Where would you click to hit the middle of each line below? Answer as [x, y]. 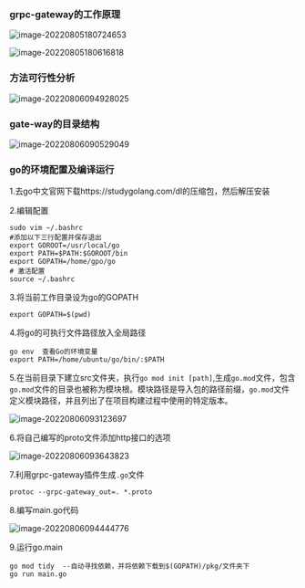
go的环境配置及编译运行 [62, 169]
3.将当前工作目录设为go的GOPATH [74, 298]
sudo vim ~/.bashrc [46, 228]
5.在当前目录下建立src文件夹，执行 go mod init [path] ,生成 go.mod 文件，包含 [152, 378]
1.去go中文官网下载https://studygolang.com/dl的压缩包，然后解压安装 [140, 191]
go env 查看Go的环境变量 [54, 352]
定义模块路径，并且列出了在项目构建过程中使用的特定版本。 [121, 401]
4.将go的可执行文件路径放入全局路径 [78, 333]
